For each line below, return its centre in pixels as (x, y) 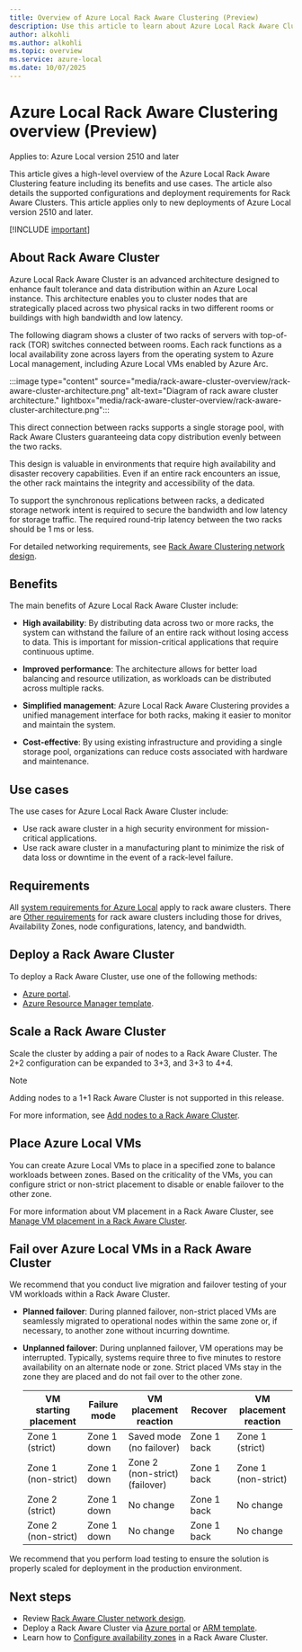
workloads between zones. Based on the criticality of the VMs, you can (141, 1174)
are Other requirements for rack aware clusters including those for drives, (146, 917)
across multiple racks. (63, 688)
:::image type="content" (54, 381)
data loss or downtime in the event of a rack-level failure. (128, 857)
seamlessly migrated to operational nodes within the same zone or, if (150, 1321)
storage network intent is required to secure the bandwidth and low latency (148, 510)
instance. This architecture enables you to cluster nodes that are (129, 299)
